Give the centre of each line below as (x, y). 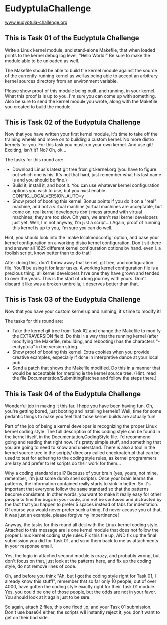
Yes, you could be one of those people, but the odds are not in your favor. (81, 592)
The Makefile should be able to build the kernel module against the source (81, 70)
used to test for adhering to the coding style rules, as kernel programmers (81, 458)
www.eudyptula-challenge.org (36, 22)
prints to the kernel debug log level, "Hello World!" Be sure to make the (78, 55)
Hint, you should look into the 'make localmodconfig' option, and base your (82, 237)
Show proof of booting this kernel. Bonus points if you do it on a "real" (84, 201)
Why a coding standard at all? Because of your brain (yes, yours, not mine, (82, 473)
